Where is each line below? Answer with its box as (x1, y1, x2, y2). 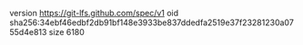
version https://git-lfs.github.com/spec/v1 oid (9, 8, 179, 18)
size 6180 (48, 27, 85, 37)
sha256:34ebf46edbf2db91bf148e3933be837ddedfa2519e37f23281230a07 (9, 17, 294, 28)
